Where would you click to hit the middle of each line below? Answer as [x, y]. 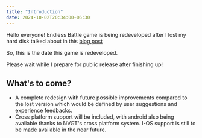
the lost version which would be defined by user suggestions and [96, 104]
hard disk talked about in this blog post [55, 41]
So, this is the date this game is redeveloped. [62, 52]
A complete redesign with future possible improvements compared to [101, 98]
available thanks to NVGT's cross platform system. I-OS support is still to [105, 124]
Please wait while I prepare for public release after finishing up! [85, 64]
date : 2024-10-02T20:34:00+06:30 [48, 17]
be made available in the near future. [61, 130]
